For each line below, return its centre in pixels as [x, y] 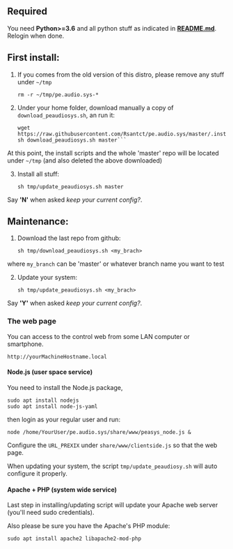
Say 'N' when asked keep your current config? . [75, 200]
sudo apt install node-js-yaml [53, 406]
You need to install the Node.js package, [65, 387]
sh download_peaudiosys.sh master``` [72, 140]
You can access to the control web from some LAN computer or [98, 336]
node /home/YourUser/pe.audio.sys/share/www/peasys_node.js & [99, 432]
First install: [33, 58]
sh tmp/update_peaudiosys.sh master [70, 187]
